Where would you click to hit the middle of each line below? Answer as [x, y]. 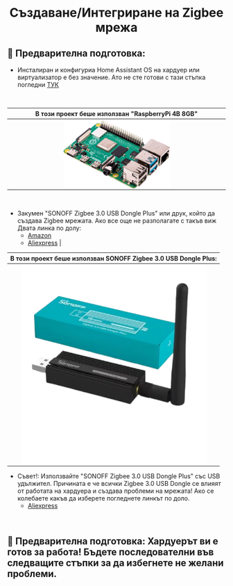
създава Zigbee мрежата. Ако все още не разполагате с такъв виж [117, 221]
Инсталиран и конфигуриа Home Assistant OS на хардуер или [108, 70]
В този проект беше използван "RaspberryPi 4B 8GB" [116, 113]
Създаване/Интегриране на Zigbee [116, 13]
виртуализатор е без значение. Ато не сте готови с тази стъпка [111, 77]
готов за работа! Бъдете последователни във [111, 552]
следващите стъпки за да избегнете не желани [115, 563]
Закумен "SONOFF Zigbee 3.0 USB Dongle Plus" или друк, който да [116, 213]
